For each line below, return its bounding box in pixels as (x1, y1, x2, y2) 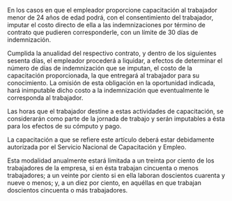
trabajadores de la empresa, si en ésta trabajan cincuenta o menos (7, 164, 199, 172)
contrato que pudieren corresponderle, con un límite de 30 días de (7, 28, 199, 36)
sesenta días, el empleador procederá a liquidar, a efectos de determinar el (7, 57, 223, 65)
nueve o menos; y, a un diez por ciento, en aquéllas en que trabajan (7, 179, 202, 187)
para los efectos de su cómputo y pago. (7, 122, 122, 130)
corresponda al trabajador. (7, 94, 84, 102)
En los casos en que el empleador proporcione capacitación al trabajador (7, 6, 217, 14)
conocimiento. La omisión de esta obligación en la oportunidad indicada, (7, 79, 216, 87)
